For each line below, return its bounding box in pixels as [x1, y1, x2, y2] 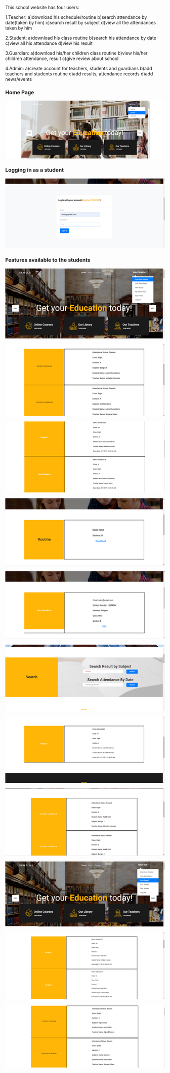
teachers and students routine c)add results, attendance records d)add [5, 71, 153, 77]
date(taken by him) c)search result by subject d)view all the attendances [5, 20, 156, 25]
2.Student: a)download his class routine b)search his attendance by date [5, 35, 157, 41]
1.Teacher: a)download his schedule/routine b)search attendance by [5, 14, 147, 20]
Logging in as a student [5, 166, 64, 173]
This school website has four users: [5, 5, 79, 10]
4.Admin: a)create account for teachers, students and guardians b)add [5, 66, 153, 71]
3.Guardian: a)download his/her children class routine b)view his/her [5, 50, 148, 56]
